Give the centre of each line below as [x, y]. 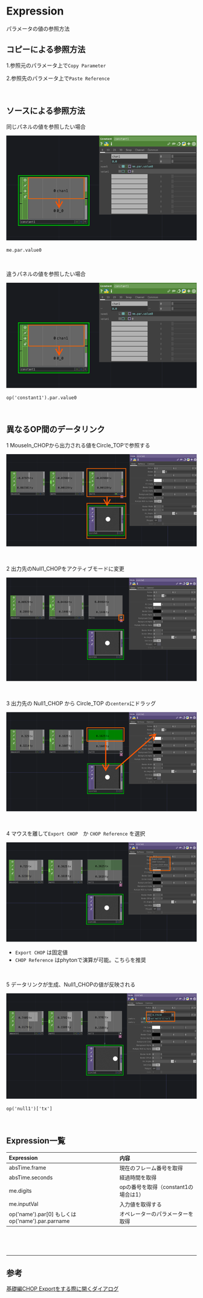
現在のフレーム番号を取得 [151, 1168]
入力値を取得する [140, 1204]
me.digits [20, 1190]
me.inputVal [24, 1204]
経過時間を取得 [138, 1178]
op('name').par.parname [39, 1221]
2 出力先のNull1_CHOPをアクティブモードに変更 [66, 569]
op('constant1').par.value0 [42, 398]
